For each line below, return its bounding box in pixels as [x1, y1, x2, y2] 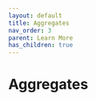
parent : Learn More [8, 33, 74, 42]
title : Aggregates [8, 19, 70, 27]
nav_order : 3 [8, 26, 52, 34]
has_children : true [8, 41, 74, 49]
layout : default [8, 11, 62, 20]
